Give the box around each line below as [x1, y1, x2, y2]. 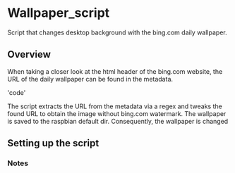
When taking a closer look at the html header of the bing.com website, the [7, 67, 223, 75]
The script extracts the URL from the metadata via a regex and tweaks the [7, 102, 222, 110]
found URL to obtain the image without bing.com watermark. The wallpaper [7, 109, 227, 117]
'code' [7, 88, 26, 96]
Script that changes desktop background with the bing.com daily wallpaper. [7, 28, 227, 37]
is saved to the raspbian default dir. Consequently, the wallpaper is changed [7, 117, 229, 125]
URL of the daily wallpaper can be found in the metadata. [7, 75, 174, 83]
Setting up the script [7, 137, 100, 149]
